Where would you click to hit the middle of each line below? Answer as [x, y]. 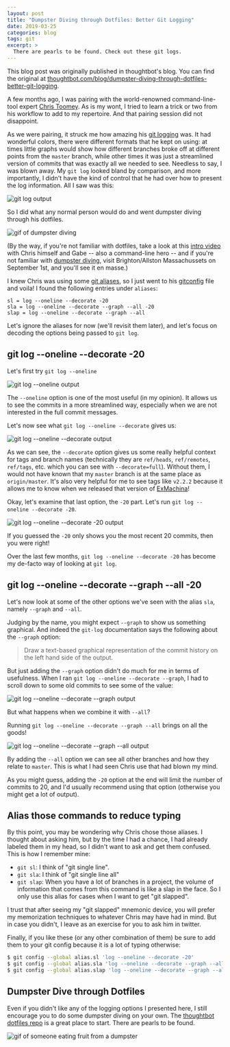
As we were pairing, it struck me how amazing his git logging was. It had [109, 134]
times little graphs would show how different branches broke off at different [114, 149]
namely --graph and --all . [44, 609]
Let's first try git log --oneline [52, 370]
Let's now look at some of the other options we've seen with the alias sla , [111, 602]
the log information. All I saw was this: [61, 185]
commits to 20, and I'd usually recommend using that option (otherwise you [114, 787]
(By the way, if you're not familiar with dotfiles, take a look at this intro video [114, 246]
